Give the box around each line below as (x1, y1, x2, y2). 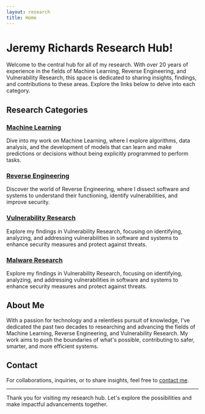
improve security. (6, 198, 50, 206)
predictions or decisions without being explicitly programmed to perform (6, 150, 189, 158)
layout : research (6, 9, 51, 15)
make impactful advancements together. (6, 401, 108, 408)
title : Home (6, 15, 37, 21)
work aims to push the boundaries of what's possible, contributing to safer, (6, 336, 195, 343)
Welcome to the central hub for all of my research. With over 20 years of (6, 61, 189, 68)
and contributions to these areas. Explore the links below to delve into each (6, 81, 195, 88)
